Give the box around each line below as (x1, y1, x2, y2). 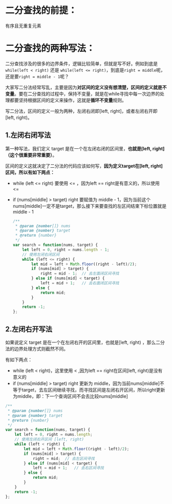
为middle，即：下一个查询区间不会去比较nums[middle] (12, 393, 128, 399)
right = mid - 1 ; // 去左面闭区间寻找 (40, 271, 119, 276)
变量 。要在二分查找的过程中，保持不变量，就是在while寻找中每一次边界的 (5, 90, 160, 96)
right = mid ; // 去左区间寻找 (32, 456, 95, 461)
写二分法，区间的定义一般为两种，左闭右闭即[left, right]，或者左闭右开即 (5, 108, 158, 114)
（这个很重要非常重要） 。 (5, 152, 57, 158)
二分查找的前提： (5, 5, 78, 16)
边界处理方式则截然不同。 (14, 346, 68, 352)
